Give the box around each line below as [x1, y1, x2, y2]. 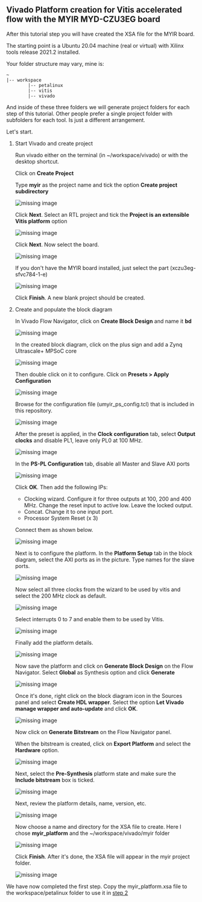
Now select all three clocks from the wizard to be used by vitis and [14, 586, 181, 593]
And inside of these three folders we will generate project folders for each [6, 103, 190, 110]
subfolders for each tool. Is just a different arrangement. [6, 116, 146, 123]
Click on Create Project [14, 169, 74, 177]
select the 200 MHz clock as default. [14, 592, 107, 600]
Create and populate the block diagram [14, 305, 113, 313]
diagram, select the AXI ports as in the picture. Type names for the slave [14, 555, 195, 563]
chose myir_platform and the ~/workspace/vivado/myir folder [14, 830, 170, 837]
